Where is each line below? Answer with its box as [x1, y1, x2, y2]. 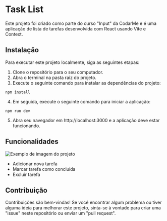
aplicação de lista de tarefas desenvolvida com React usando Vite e [5, 25, 146, 31]
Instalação [5, 46, 39, 54]
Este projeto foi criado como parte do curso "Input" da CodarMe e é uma [5, 20, 157, 26]
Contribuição [5, 186, 48, 195]
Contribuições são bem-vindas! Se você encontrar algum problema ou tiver [5, 199, 162, 206]
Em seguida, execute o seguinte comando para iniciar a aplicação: [12, 98, 151, 104]
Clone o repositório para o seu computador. [12, 69, 103, 75]
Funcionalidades [5, 137, 59, 146]
